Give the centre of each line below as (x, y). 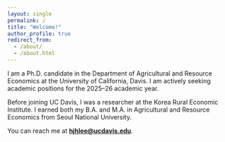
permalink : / (27, 20)
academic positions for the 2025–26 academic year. (83, 88)
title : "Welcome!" (34, 27)
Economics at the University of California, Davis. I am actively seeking (109, 81)
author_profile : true (39, 34)
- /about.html (34, 54)
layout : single (30, 14)
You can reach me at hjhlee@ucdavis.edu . (70, 131)
